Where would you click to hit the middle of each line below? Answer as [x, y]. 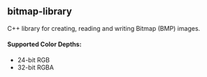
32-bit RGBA [36, 68]
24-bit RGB [34, 60]
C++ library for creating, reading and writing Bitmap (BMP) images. [104, 28]
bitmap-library [40, 12]
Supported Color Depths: [44, 44]
